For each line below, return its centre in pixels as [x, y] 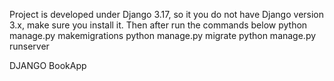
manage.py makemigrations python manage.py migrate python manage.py [163, 35]
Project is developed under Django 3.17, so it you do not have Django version [167, 14]
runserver [29, 46]
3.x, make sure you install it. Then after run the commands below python [158, 25]
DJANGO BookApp [48, 65]
